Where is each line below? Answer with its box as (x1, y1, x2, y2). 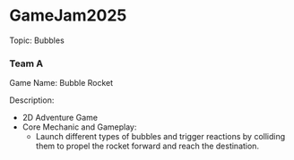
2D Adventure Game (22, 113, 99, 123)
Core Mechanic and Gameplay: (22, 122, 137, 132)
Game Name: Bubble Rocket (9, 78, 114, 88)
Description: (9, 95, 55, 105)
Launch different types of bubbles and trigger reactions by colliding (35, 131, 286, 142)
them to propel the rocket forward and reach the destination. (35, 140, 260, 152)
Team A (9, 57, 44, 70)
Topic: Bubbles (9, 35, 65, 46)
